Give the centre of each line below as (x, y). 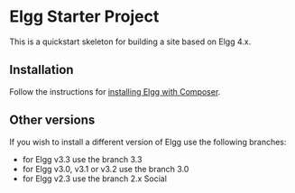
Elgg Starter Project (84, 17)
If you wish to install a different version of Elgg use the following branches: (148, 142)
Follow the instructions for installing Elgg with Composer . (115, 91)
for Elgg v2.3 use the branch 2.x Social (94, 179)
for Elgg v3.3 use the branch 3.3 (82, 159)
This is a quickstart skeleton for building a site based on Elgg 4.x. (130, 41)
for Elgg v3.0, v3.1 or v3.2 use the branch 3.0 (106, 169)
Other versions (52, 120)
